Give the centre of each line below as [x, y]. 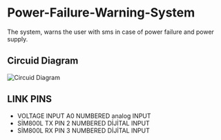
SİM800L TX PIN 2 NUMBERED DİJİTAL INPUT [83, 123]
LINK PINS [30, 99]
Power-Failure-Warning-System [101, 13]
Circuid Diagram [43, 61]
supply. [18, 39]
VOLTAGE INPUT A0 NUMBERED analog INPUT [84, 116]
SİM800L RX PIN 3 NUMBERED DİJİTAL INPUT [83, 130]
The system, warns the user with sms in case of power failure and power [110, 32]
